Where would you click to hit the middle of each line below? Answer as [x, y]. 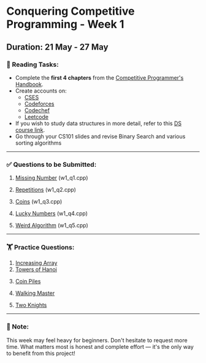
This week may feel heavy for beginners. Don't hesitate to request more [97, 340]
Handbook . [29, 84]
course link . [30, 129]
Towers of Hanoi [36, 269]
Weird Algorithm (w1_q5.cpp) [52, 226]
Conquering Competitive [71, 11]
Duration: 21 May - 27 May [57, 47]
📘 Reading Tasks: [33, 64]
